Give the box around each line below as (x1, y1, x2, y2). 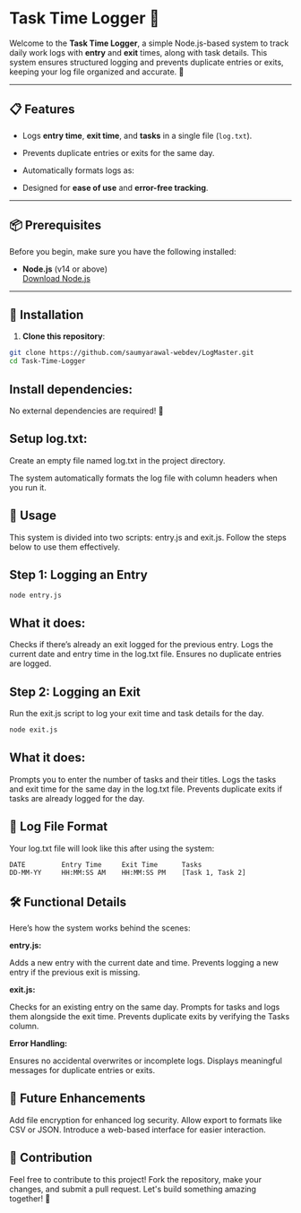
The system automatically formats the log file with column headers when (9, 472, 278, 483)
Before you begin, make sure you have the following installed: (9, 246, 236, 256)
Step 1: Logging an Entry (9, 567, 148, 582)
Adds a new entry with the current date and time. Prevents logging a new (9, 957, 279, 968)
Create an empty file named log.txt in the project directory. (9, 455, 226, 465)
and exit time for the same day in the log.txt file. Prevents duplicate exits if (9, 784, 283, 794)
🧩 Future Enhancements (9, 1091, 146, 1106)
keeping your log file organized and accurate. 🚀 (9, 66, 185, 77)
